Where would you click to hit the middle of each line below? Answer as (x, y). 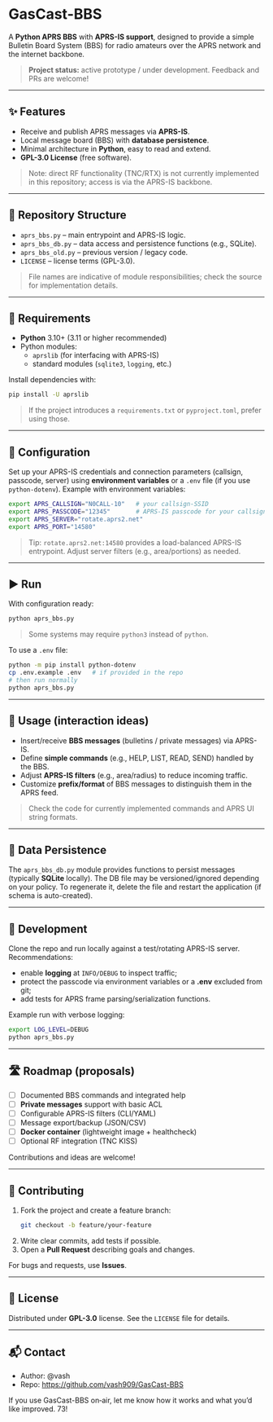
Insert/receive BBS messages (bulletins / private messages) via (127, 740)
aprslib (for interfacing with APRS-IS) (96, 355)
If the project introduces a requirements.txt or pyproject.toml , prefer (145, 410)
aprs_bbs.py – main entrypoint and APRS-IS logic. (103, 235)
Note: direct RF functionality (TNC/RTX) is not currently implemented (144, 173)
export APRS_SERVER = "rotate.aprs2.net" (76, 519)
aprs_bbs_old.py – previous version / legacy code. (104, 252)
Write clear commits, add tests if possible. (90, 1240)
